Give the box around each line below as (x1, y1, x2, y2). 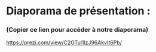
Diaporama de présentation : (6, 4, 151, 18)
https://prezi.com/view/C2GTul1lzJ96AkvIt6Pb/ (6, 39, 123, 46)
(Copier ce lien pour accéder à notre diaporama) (6, 26, 148, 34)
